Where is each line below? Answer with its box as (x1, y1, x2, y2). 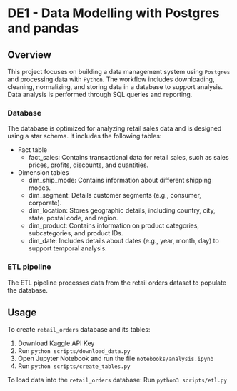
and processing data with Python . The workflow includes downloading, (7, 75, 215, 83)
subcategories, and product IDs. (28, 229, 123, 238)
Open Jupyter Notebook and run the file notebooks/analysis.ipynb (17, 355, 214, 363)
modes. (28, 183, 51, 192)
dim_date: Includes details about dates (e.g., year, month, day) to (28, 237, 219, 245)
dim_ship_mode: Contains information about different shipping (28, 176, 212, 185)
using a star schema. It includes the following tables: (7, 132, 162, 141)
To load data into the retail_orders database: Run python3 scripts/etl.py (7, 376, 227, 385)
